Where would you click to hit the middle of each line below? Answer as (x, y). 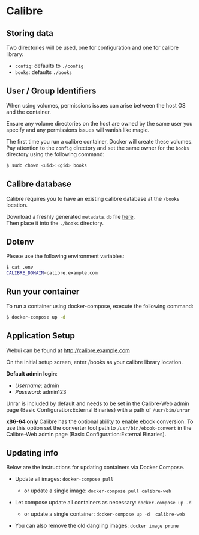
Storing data (30, 33)
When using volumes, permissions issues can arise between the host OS (96, 105)
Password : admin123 (40, 391)
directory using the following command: (55, 154)
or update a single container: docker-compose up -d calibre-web (104, 514)
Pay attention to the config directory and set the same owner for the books (98, 148)
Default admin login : (32, 373)
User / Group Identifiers (51, 91)
